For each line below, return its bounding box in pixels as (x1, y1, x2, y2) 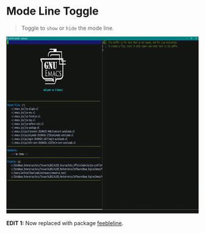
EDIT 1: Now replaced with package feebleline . (6, 219, 124, 226)
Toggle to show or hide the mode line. (21, 24, 114, 32)
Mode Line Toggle (6, 4, 99, 18)
